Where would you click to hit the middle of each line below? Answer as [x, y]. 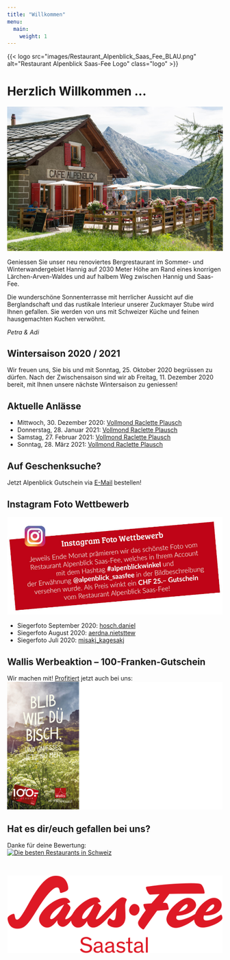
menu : [15, 22]
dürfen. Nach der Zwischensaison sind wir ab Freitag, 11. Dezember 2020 [111, 378]
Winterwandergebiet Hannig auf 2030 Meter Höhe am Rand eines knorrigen [114, 269]
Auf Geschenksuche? [54, 466]
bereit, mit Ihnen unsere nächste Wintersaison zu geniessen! [92, 384]
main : [21, 29]
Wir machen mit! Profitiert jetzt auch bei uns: [70, 678]
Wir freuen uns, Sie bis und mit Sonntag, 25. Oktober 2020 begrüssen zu [110, 370]
